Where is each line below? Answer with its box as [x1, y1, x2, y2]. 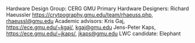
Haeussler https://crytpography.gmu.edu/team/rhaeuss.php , [6, 11, 154, 18]
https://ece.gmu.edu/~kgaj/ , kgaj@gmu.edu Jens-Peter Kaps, [6, 24, 156, 31]
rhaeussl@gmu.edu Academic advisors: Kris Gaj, [6, 18, 125, 24]
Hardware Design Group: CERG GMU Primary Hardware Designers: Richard [6, 5, 189, 12]
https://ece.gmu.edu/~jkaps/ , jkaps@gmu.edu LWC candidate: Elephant [6, 30, 181, 37]
